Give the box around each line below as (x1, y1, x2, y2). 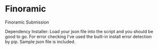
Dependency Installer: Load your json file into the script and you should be (5, 28, 154, 34)
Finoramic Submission (5, 19, 49, 25)
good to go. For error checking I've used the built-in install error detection (5, 34, 152, 39)
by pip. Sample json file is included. (5, 38, 76, 44)
